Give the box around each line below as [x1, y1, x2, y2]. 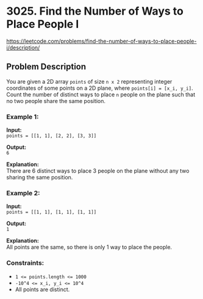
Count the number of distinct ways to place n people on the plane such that [6, 90, 196, 98]
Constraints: [6, 259, 45, 267]
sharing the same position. [6, 174, 73, 181]
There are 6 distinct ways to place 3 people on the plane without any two [6, 167, 190, 175]
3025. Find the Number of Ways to [6, 4, 184, 18]
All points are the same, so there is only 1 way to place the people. [6, 243, 173, 251]
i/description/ [6, 44, 40, 51]
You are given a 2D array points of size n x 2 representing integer [6, 77, 173, 85]
